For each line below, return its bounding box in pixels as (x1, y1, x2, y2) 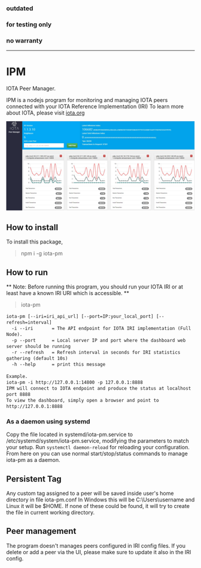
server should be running (6, 343, 71, 349)
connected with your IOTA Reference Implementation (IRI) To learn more (6, 103, 184, 110)
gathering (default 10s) (6, 355, 68, 361)
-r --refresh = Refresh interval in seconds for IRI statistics (11, 349, 181, 355)
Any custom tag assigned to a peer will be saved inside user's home (6, 490, 174, 497)
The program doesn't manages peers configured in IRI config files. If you (6, 542, 185, 549)
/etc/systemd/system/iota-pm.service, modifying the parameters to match (6, 437, 190, 444)
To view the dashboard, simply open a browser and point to (6, 397, 160, 403)
